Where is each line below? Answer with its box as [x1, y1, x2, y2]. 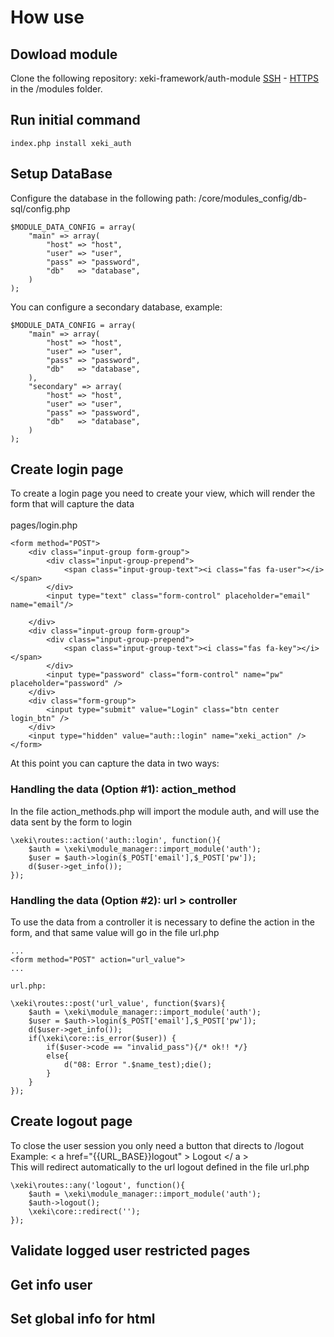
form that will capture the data [10, 498, 135, 510]
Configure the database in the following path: [10, 192, 197, 204]
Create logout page [10, 1113, 133, 1130]
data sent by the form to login [10, 816, 132, 828]
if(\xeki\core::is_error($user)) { [28, 1034, 177, 1044]
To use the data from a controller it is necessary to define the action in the [10, 916, 315, 928]
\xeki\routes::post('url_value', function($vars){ [10, 999, 226, 1009]
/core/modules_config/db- [198, 192, 308, 204]
